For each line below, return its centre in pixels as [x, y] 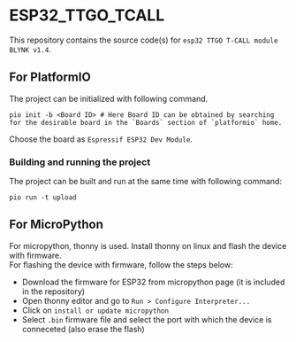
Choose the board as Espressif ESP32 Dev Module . [101, 139]
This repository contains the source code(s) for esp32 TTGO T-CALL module [144, 40]
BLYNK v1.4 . [30, 49]
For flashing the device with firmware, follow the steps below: [121, 264]
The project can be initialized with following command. [109, 98]
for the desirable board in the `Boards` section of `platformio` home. [146, 122]
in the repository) [53, 291]
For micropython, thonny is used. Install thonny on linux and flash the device [148, 245]
